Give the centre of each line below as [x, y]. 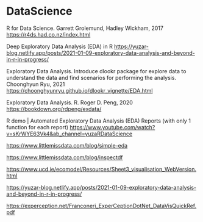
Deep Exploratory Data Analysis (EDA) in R [59, 46]
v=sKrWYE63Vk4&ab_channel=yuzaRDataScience [69, 134]
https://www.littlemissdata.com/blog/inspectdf [65, 157]
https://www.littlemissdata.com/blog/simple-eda [67, 145]
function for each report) [37, 127]
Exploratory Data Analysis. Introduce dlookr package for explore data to [96, 71]
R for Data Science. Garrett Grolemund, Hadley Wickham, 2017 [85, 28]
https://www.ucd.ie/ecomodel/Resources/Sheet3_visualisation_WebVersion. [101, 169]
